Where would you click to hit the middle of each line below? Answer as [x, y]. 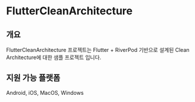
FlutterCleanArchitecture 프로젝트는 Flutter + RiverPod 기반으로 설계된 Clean [98, 50]
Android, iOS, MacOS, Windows [45, 92]
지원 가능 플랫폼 [33, 78]
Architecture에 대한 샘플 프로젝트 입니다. [54, 57]
